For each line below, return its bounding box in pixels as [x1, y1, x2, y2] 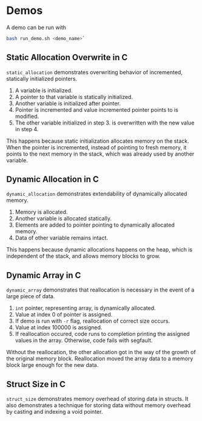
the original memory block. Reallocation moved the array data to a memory [6, 355, 194, 362]
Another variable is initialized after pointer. [15, 100, 121, 107]
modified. [15, 112, 39, 120]
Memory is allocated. [15, 208, 68, 216]
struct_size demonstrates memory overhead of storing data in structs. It [6, 395, 189, 403]
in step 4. [15, 125, 39, 132]
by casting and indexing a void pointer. [6, 408, 103, 416]
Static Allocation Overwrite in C [6, 52, 128, 63]
